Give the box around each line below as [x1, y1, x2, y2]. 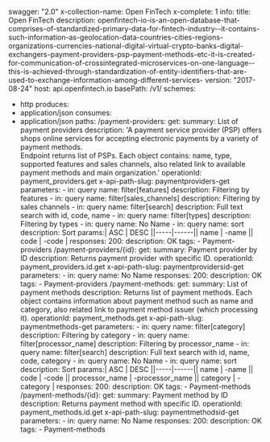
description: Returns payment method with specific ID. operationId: [19, 399, 243, 408]
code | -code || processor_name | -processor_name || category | [19, 374, 235, 382]
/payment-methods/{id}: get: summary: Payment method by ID [19, 390, 228, 399]
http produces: [19, 100, 70, 109]
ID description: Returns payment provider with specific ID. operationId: [19, 254, 255, 262]
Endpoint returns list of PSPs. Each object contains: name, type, [19, 151, 232, 160]
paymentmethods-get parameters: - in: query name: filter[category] [19, 322, 246, 331]
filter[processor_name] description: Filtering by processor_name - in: [19, 339, 250, 349]
